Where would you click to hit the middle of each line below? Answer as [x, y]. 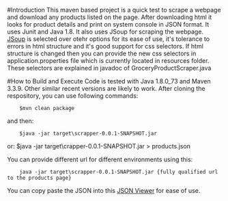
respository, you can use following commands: [73, 96]
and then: [20, 121]
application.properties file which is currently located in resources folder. [108, 61]
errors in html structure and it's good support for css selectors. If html [105, 46]
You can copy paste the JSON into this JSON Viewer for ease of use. [104, 190]
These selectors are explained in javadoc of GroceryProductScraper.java [109, 68]
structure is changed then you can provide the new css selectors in [102, 53]
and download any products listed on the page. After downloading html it [110, 17]
